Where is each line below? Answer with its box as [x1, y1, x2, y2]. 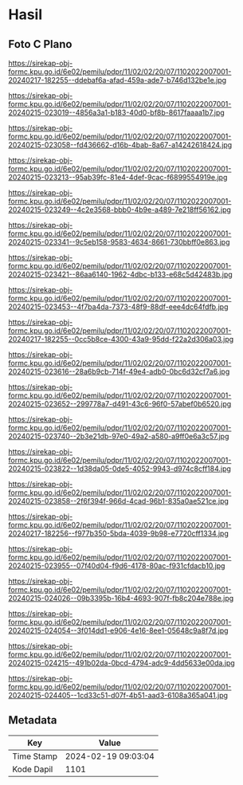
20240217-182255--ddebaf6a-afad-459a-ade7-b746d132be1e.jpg [8, 76, 227, 84]
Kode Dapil [12, 763, 53, 775]
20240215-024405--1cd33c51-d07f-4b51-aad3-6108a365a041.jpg [8, 691, 229, 700]
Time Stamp [12, 751, 58, 762]
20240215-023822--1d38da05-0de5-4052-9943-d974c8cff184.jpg [8, 464, 231, 473]
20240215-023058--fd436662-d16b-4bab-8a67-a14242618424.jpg [8, 140, 233, 149]
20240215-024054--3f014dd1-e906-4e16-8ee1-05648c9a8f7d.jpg [8, 626, 229, 635]
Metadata [8, 713, 57, 727]
